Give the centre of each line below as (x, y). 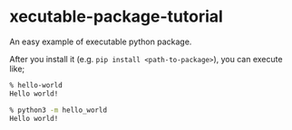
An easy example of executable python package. (101, 42)
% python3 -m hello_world (58, 110)
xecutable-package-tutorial (117, 17)
